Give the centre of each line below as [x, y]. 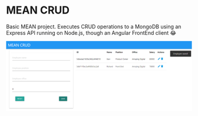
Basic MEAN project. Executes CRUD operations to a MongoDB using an [94, 26]
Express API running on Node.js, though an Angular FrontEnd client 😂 [91, 32]
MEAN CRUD [38, 10]
